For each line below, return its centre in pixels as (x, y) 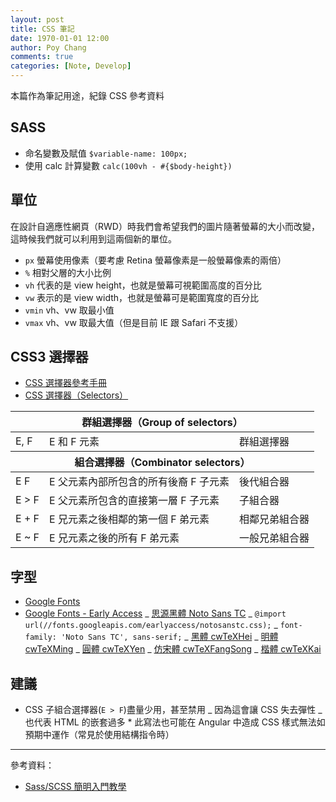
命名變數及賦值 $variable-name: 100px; (106, 153)
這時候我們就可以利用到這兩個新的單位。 (93, 238)
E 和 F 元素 (74, 442)
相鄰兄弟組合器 (274, 519)
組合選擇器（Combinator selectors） (162, 463)
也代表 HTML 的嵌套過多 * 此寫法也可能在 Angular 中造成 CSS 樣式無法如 (175, 722)
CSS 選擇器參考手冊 (65, 383)
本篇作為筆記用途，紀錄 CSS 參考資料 (87, 95)
